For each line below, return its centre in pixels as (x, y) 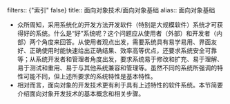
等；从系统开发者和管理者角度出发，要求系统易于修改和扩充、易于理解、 (120, 59)
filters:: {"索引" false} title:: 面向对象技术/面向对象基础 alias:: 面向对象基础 (111, 10)
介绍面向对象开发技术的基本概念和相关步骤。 (81, 94)
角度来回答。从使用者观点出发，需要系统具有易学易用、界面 (126, 42)
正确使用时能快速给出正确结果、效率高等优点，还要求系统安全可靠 (123, 51)
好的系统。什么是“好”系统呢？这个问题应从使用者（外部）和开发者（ (120, 33)
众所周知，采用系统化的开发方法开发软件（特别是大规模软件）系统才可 (117, 25)
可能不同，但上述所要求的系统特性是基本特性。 (90, 76)
